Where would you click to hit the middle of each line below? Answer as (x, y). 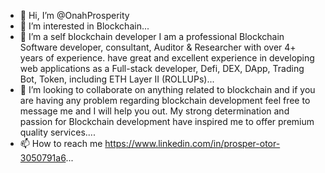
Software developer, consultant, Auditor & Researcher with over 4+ (158, 47)
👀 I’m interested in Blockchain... (84, 26)
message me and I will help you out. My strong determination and (154, 111)
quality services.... (57, 132)
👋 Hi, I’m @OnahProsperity (74, 15)
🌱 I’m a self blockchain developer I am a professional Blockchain (152, 36)
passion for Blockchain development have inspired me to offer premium (167, 121)
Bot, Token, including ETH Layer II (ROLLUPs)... (117, 79)
